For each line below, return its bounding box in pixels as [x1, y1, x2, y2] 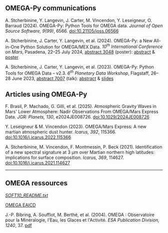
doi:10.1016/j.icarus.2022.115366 [5, 134, 71, 140]
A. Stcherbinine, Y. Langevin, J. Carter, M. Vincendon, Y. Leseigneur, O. [5, 17, 152, 23]
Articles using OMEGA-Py [5, 90, 87, 98]
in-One [5, 43, 20, 49]
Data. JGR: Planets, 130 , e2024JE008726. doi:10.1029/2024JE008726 [5, 113, 150, 119]
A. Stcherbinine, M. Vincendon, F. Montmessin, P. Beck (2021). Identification [5, 143, 162, 149]
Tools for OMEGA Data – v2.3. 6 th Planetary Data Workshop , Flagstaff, [5, 69, 150, 76]
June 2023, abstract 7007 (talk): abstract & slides [11, 75, 114, 81]
